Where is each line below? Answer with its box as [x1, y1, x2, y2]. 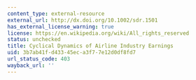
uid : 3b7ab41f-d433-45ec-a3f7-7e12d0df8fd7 [7, 49, 136, 56]
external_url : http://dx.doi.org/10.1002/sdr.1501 [7, 17, 158, 24]
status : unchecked [7, 36, 61, 43]
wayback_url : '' [7, 62, 55, 69]
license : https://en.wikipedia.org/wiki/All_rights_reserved [7, 29, 190, 37]
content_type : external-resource [7, 10, 105, 17]
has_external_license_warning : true [7, 23, 114, 30]
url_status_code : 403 [7, 56, 71, 63]
